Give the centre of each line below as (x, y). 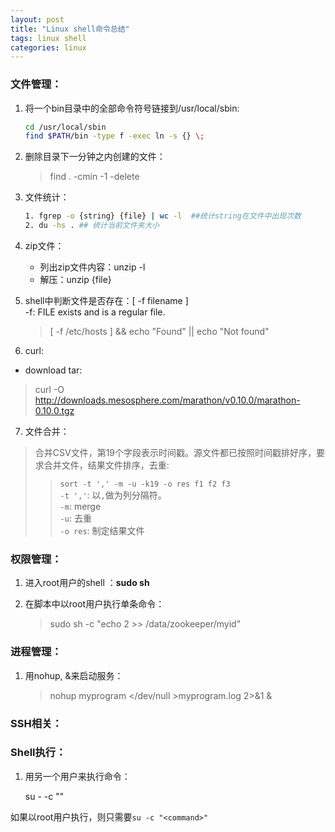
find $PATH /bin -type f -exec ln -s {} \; (114, 136)
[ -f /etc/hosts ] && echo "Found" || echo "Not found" (159, 332)
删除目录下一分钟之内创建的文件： (95, 157)
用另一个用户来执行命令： (77, 776)
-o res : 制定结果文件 (102, 531)
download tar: (53, 370)
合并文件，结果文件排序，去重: (106, 465)
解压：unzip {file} (75, 280)
